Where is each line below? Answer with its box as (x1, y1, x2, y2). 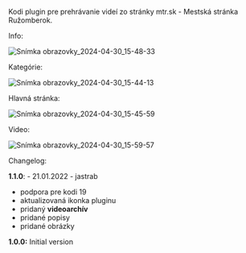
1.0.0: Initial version (8, 237, 74, 247)
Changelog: (8, 156, 47, 165)
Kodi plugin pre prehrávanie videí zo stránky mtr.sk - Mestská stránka (8, 7, 239, 16)
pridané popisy (19, 213, 71, 222)
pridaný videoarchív (19, 205, 88, 214)
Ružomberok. (8, 15, 53, 25)
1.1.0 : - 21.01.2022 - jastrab (8, 172, 98, 180)
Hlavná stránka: (8, 93, 60, 103)
